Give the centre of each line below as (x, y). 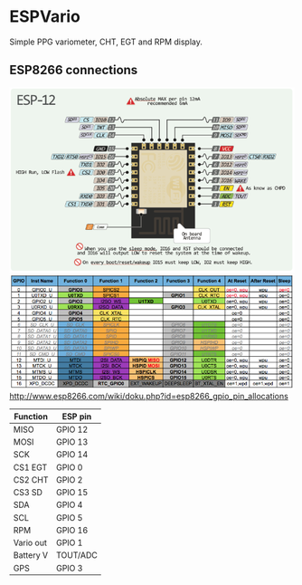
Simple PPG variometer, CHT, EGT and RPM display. (106, 42)
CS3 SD (28, 493)
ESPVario (45, 17)
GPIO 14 (72, 455)
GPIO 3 (69, 568)
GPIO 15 (72, 493)
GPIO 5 (69, 517)
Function (31, 416)
